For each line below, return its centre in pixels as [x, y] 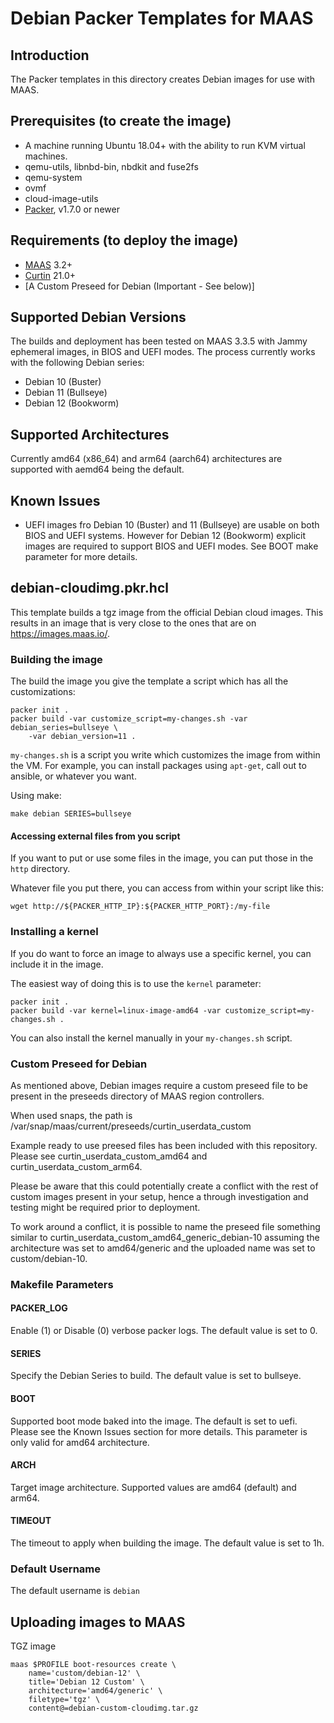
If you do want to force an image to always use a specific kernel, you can [161, 953]
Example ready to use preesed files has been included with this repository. [164, 1145]
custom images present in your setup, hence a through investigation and [159, 1196]
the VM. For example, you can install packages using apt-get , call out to [158, 766]
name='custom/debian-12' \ [84, 1673]
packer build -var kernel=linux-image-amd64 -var [116, 1010]
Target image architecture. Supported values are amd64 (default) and [153, 1487]
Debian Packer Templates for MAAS [162, 18]
